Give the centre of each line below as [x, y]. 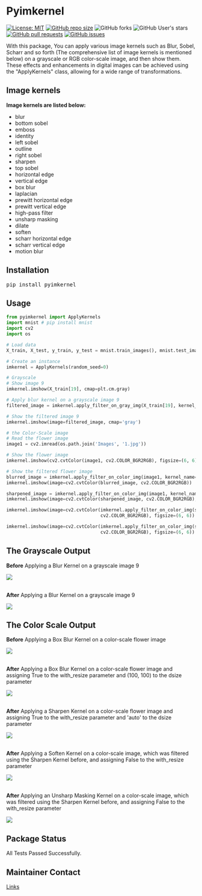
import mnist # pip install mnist [50, 323]
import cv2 [20, 329]
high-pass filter [34, 213]
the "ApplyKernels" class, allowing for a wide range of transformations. [94, 71]
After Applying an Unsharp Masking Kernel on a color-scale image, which [98, 796]
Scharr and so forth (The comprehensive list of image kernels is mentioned [99, 52]
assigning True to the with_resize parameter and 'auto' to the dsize [89, 718]
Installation [28, 270]
